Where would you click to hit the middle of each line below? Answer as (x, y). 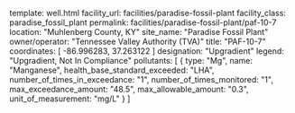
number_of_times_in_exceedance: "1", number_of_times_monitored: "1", (141, 79)
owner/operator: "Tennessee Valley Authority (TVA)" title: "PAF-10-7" (138, 41)
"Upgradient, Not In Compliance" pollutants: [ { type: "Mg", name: (131, 61)
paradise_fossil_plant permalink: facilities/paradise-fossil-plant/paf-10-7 (143, 22)
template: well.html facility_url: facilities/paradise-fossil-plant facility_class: (148, 13)
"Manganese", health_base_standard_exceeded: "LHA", (112, 70)
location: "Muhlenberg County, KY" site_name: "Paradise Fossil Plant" (139, 32)
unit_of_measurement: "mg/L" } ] (70, 99)
